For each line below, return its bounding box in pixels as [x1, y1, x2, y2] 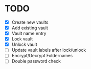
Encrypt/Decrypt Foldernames [11, 53, 73, 59]
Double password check [11, 58, 61, 64]
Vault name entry [11, 31, 46, 36]
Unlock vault [11, 41, 37, 47]
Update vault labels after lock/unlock [11, 47, 86, 53]
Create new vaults [11, 19, 48, 25]
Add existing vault [11, 25, 48, 31]
